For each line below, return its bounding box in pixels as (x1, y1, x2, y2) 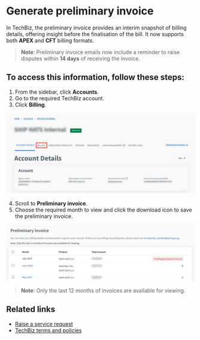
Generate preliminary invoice (6, 4, 154, 18)
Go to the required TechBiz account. (14, 94, 105, 102)
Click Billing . (14, 101, 47, 108)
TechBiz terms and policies (14, 326, 82, 334)
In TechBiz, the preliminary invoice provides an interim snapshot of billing (6, 24, 187, 31)
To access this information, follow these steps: (6, 72, 184, 82)
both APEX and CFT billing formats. (6, 37, 95, 44)
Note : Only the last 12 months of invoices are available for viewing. (20, 287, 186, 294)
